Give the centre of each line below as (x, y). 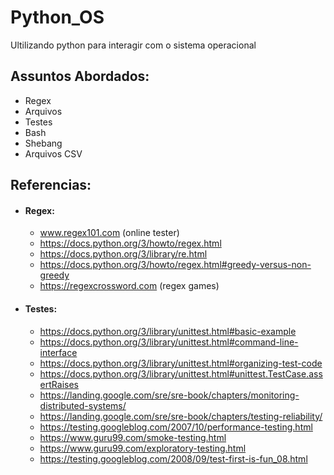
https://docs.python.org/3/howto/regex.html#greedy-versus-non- (175, 265)
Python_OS (57, 17)
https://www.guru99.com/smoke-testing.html (133, 437)
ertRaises (59, 384)
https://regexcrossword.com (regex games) (129, 286)
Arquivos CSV (53, 153)
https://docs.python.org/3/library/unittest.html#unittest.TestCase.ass (181, 373)
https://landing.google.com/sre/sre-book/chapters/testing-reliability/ (181, 416)
